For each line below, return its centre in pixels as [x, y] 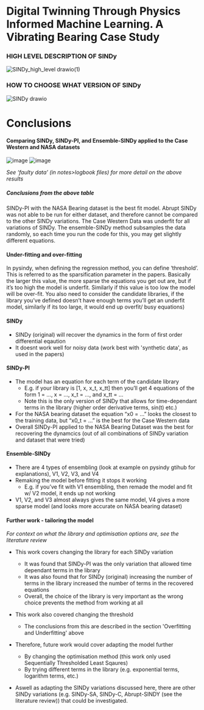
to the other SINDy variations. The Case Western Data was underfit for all [98, 221]
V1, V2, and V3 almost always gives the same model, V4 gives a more [102, 500]
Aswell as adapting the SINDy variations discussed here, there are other [105, 688]
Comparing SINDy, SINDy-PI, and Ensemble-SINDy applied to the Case [97, 140]
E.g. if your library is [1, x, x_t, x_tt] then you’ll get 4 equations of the [109, 388]
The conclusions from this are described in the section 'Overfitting [107, 626]
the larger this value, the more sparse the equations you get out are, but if [99, 281]
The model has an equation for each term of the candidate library [97, 381]
